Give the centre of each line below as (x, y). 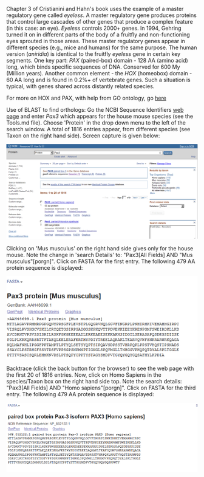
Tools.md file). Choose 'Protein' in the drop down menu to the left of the (96, 123)
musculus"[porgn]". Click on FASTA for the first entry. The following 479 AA (101, 261)
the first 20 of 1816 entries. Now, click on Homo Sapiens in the (84, 375)
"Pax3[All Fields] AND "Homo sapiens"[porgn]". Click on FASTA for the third (101, 388)
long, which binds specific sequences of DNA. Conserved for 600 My (93, 67)
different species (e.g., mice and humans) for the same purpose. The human (102, 47)
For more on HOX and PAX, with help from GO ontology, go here (87, 98)
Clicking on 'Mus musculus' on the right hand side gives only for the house (100, 248)
